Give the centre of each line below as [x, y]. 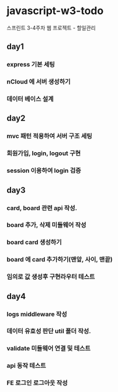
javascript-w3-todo [55, 11]
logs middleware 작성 [37, 314]
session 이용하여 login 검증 [44, 170]
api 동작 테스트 [26, 366]
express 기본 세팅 [31, 65]
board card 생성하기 [34, 242]
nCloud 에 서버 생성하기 [39, 82]
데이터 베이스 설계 [30, 99]
